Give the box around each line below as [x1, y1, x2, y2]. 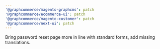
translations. [5, 40, 31, 46]
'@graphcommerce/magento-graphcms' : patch [5, 7, 94, 12]
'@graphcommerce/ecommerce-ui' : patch [5, 12, 85, 17]
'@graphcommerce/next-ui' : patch [5, 21, 75, 26]
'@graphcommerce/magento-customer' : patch [5, 16, 94, 21]
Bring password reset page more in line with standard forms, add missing [5, 34, 156, 40]
